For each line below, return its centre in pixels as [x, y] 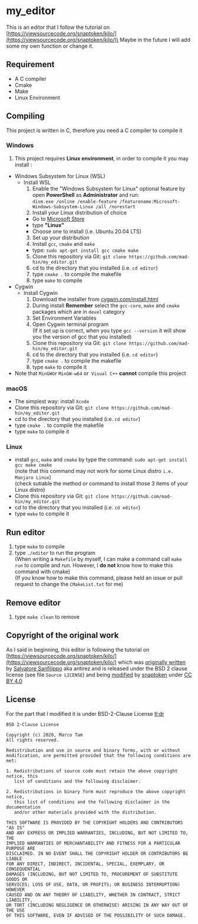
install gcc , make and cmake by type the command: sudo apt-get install [101, 460]
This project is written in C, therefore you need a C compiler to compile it [94, 130]
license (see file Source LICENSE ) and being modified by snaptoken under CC [99, 675]
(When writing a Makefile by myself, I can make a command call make [98, 559]
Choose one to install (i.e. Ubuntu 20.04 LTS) [87, 231]
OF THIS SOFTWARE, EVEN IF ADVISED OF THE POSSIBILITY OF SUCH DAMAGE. [96, 915]
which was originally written [152, 662]
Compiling [26, 116]
